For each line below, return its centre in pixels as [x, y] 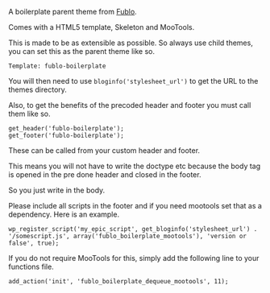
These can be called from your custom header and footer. [104, 151]
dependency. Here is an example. [64, 214]
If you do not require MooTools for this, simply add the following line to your [134, 258]
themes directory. [37, 89]
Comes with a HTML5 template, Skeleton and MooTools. [102, 27]
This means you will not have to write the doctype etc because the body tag [135, 166]
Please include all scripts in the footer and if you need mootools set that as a [135, 206]
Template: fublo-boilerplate [57, 66]
